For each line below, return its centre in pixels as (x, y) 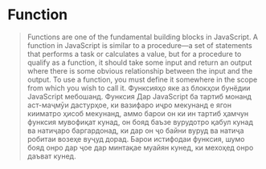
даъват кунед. (52, 156)
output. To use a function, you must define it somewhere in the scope (142, 79)
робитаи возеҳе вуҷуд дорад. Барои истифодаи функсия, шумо (136, 139)
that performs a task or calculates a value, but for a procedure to (134, 54)
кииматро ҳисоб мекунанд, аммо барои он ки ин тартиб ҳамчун (138, 113)
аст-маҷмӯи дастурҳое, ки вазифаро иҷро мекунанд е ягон (129, 105)
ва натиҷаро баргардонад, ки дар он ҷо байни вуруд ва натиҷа (135, 131)
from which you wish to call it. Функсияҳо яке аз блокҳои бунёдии (139, 88)
